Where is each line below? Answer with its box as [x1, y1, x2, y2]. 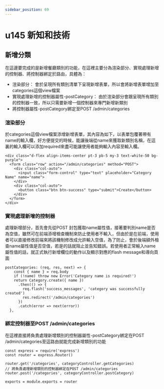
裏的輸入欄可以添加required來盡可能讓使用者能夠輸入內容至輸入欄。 [5, 143, 142, 149]
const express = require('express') [5, 348, 80, 353]
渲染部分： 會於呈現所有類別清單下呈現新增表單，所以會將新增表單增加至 [12, 81, 159, 87]
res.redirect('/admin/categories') [22, 295, 95, 300]
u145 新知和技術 [5, 30, 70, 41]
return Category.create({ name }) [14, 278, 84, 283]
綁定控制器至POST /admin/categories [5, 320, 95, 327]
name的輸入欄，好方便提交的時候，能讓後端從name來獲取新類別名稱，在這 [5, 137, 156, 143]
